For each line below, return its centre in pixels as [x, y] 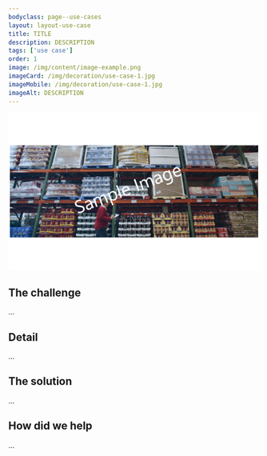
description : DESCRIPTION [51, 42]
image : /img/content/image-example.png [75, 68]
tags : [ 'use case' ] [41, 51]
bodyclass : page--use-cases [55, 17]
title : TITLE [30, 34]
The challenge [45, 292]
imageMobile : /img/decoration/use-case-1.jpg [85, 84]
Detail [23, 337]
